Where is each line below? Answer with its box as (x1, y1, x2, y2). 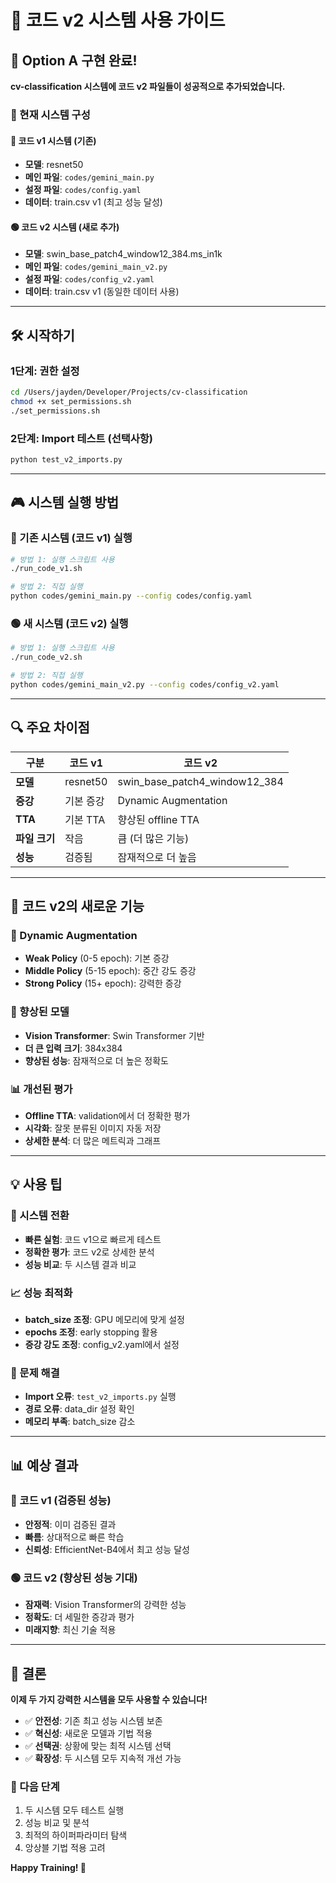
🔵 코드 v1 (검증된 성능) (10, 1494, 112, 1508)
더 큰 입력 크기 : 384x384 (24, 1042, 123, 1054)
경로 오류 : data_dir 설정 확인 (24, 1403, 135, 1415)
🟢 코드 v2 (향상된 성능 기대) (10, 1571, 138, 1585)
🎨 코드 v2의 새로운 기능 (10, 898, 145, 915)
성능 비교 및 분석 (24, 1817, 90, 1829)
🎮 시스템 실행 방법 (10, 494, 120, 511)
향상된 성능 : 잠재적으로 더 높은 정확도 (24, 1054, 169, 1066)
